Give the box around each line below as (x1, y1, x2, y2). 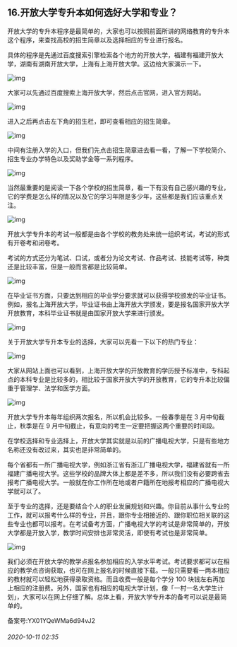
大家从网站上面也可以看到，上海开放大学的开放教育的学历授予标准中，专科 (7, 366, 224, 375)
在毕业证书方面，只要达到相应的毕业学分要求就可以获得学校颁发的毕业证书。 (7, 291, 230, 299)
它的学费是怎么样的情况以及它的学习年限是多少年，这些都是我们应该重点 (7, 192, 217, 200)
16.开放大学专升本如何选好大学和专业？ (7, 6, 178, 19)
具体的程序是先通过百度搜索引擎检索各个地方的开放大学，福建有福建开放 (7, 50, 217, 59)
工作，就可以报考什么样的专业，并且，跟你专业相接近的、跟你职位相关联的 (7, 511, 224, 519)
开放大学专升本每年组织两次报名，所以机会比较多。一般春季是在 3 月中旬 (7, 412, 219, 421)
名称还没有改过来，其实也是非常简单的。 (7, 445, 125, 454)
